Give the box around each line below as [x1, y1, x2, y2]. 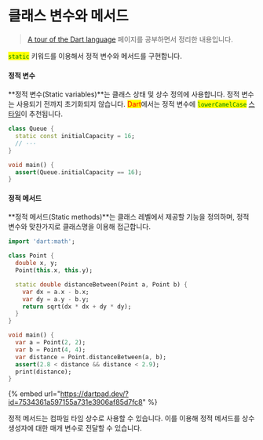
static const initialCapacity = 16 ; [15, 133, 135, 140]
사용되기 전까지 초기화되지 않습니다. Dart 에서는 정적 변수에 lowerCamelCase [16, 100, 247, 109]
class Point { [8, 252, 55, 260]
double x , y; [15, 260, 58, 267]
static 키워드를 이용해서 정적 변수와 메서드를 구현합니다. [8, 51, 182, 60]
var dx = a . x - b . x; [22, 288, 89, 296]
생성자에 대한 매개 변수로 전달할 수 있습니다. [8, 424, 143, 433]
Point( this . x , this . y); [15, 267, 93, 275]
